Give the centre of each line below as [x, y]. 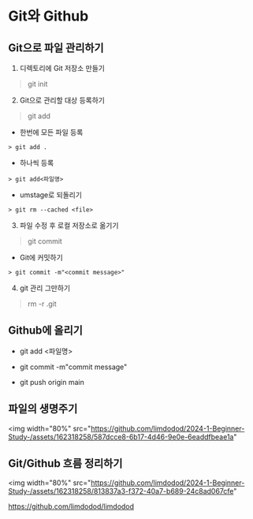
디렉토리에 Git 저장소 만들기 [62, 68]
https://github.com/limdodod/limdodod [71, 506]
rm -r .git [42, 304]
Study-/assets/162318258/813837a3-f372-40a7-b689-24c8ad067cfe [121, 491]
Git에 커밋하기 [41, 258]
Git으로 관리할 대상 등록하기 [62, 100]
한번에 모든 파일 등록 [51, 132]
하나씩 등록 [37, 163]
